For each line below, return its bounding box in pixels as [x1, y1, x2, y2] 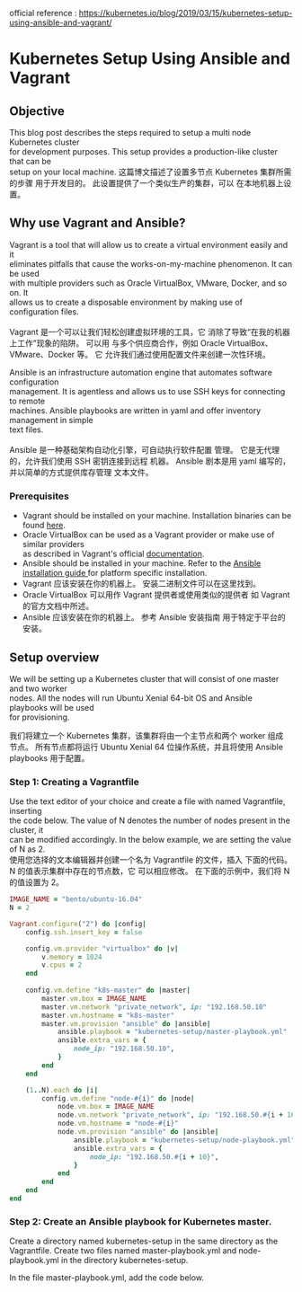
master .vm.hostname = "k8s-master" [41, 1011, 175, 1020]
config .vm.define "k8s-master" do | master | [25, 986, 191, 996]
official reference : [9, 8, 77, 18]
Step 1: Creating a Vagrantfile [9, 775, 139, 788]
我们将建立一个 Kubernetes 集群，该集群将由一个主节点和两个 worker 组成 [9, 730, 284, 740]
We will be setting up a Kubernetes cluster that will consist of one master [9, 673, 280, 684]
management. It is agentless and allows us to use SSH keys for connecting [9, 385, 286, 396]
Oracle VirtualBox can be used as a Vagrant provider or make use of [22, 529, 275, 540]
